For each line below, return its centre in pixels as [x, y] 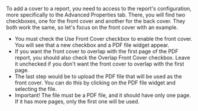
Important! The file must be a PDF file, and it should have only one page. [103, 95]
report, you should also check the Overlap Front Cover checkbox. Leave [102, 58]
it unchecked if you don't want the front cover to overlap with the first [99, 64]
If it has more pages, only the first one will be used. [77, 102]
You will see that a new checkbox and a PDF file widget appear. [92, 45]
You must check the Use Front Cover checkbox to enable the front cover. [103, 39]
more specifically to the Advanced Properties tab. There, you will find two [96, 15]
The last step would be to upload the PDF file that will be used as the [98, 76]
